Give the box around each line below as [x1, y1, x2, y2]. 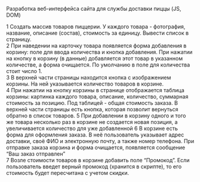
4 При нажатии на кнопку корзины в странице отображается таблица [6, 87, 184, 93]
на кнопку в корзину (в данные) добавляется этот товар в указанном [6, 55, 183, 62]
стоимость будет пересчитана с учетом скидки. [6, 169, 130, 176]
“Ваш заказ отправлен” [6, 150, 66, 157]
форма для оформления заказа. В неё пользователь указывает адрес [6, 131, 184, 138]
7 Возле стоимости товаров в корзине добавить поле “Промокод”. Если [6, 157, 190, 163]
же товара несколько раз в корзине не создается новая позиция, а [6, 119, 178, 125]
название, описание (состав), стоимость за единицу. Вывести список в [6, 29, 189, 37]
